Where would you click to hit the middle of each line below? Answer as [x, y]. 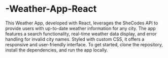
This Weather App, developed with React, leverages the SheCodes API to [82, 23]
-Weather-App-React [51, 9]
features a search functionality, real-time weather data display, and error [81, 34]
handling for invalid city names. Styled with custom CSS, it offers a [75, 39]
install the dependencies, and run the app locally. [57, 50]
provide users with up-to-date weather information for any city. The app [80, 28]
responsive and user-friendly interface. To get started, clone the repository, [84, 44]
